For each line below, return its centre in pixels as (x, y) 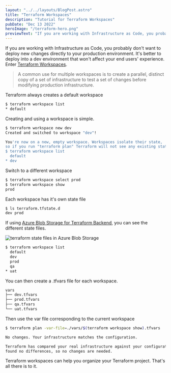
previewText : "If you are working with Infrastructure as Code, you (79, 34)
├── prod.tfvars (22, 300)
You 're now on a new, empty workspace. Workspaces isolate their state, (84, 142)
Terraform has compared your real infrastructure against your (74, 347)
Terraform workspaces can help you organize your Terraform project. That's (85, 361)
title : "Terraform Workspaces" (38, 15)
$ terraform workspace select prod (43, 180)
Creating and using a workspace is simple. (50, 119)
